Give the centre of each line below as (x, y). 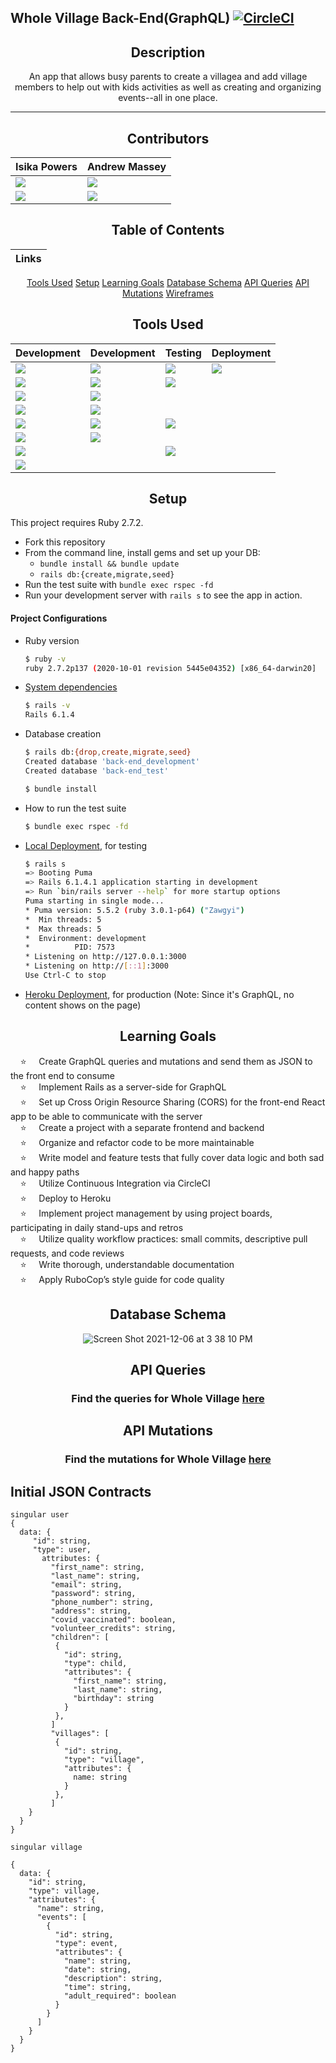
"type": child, (95, 1663)
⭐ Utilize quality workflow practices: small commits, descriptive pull (163, 1238)
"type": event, (86, 1943)
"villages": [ (80, 1733)
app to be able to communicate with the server (106, 1116)
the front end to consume (62, 1075)
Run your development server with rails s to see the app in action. (163, 595)
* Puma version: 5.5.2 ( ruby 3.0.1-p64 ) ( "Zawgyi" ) (134, 910)
